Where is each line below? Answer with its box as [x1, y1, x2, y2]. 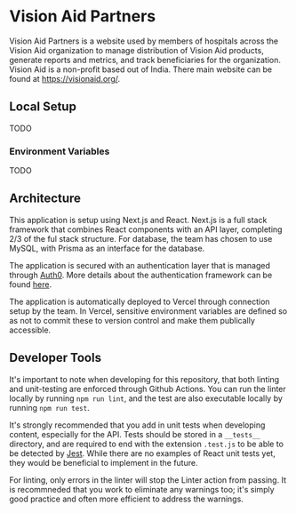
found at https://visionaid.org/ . [9, 73, 121, 84]
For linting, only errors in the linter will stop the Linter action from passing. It [9, 474, 287, 485]
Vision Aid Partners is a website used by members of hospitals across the [9, 36, 279, 46]
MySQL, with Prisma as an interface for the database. [9, 243, 205, 253]
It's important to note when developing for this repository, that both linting [9, 373, 280, 384]
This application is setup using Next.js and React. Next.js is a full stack [9, 214, 268, 225]
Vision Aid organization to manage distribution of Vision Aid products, [9, 44, 264, 55]
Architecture [9, 191, 82, 206]
